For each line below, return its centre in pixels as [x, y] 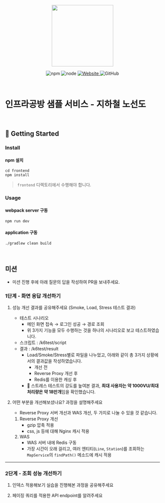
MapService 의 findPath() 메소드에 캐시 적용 [69, 455]
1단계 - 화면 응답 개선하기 [33, 296]
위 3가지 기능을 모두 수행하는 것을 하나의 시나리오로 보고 [81, 330]
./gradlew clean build [28, 243]
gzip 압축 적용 [41, 425]
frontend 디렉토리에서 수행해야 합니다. [54, 185]
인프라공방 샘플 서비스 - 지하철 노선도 [76, 105]
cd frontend [17, 171]
